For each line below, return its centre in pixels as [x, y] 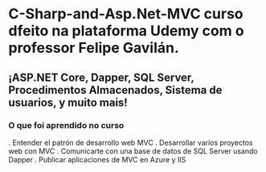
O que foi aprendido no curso [66, 125]
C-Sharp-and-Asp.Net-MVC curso [126, 14]
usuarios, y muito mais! [68, 102]
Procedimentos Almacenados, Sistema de [115, 90]
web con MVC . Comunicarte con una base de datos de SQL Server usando [133, 151]
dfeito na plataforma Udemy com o [126, 31]
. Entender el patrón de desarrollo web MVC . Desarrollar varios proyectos [131, 142]
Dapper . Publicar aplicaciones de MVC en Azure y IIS [97, 159]
